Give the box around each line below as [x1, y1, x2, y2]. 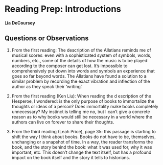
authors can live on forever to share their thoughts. [11, 119, 115, 125]
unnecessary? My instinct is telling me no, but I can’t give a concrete [11, 109, 150, 115]
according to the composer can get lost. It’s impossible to [11, 63, 128, 69]
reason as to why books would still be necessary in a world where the [11, 114, 153, 119]
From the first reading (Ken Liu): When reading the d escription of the [11, 93, 151, 99]
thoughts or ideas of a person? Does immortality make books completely [11, 103, 159, 109]
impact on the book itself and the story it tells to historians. [11, 154, 130, 160]
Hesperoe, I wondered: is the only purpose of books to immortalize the [11, 98, 155, 104]
